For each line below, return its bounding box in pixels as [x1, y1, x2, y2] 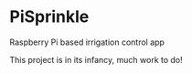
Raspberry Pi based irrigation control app [9, 37, 165, 48]
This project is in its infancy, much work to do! [9, 54, 183, 65]
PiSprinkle [9, 6, 90, 27]
